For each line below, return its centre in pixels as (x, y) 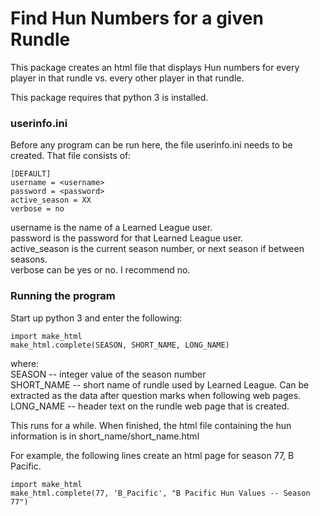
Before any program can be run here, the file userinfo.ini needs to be (151, 145)
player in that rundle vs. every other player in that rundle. (127, 78)
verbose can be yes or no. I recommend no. (100, 270)
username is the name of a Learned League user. (111, 228)
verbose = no (37, 209)
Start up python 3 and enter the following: (96, 318)
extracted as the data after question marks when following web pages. (156, 395)
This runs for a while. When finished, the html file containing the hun (151, 425)
